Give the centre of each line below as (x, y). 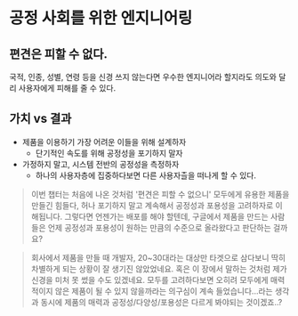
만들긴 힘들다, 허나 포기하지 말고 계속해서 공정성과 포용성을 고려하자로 (152, 205)
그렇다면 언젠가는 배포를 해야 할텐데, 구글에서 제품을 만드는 (166, 216)
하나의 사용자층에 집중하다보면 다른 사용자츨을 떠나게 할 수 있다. (145, 175)
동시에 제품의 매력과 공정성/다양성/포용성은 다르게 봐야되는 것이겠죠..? (161, 302)
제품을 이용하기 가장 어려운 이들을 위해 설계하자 (104, 142)
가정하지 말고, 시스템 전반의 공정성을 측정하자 (101, 164)
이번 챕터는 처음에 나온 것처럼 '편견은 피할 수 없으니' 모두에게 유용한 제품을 (160, 194)
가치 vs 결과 (40, 119)
